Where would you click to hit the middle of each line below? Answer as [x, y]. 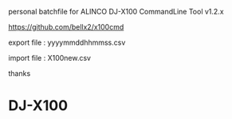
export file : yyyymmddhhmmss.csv [67, 42]
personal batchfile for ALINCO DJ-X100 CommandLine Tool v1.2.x [116, 12]
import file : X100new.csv [50, 58]
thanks [20, 73]
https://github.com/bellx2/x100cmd [66, 27]
